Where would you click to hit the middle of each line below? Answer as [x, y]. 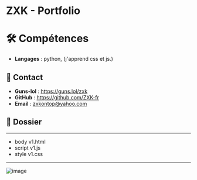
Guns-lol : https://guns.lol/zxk [51, 91]
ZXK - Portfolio [43, 11]
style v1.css [28, 154]
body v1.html [30, 141]
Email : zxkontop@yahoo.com [51, 103]
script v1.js [28, 148]
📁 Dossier [24, 122]
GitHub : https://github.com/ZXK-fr [57, 97]
